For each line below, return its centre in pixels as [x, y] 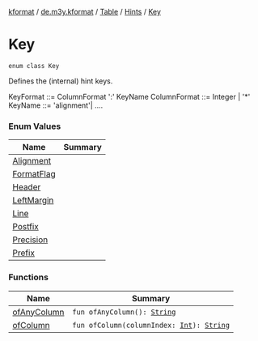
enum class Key [34, 66]
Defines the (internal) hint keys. [61, 81]
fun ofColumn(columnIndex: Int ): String [151, 325]
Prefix [23, 253]
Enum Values [35, 126]
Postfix [25, 227]
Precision [30, 240]
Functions [28, 277]
